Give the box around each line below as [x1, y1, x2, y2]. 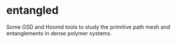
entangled [6, 4, 59, 17]
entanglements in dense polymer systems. [6, 29, 112, 36]
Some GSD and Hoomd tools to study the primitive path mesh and [6, 23, 171, 30]
